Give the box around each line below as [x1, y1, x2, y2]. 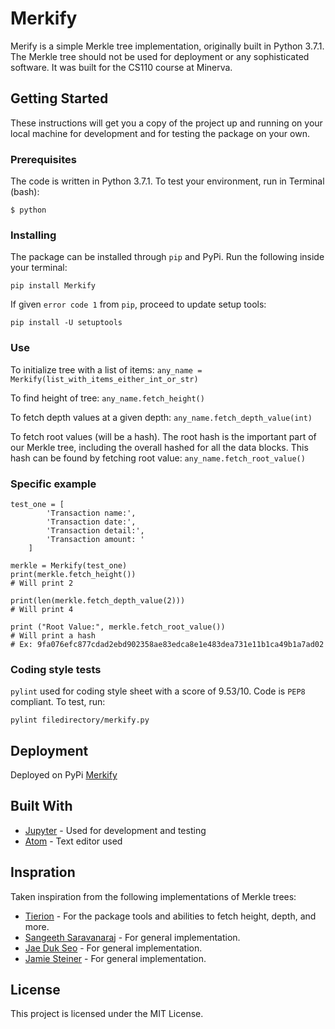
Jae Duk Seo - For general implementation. [24, 942, 203, 954]
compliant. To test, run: [10, 696, 106, 708]
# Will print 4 [10, 604, 74, 614]
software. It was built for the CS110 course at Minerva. [10, 61, 233, 73]
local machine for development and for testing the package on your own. [10, 127, 310, 139]
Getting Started [10, 90, 109, 107]
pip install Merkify [10, 281, 97, 291]
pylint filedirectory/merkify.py [10, 715, 150, 726]
